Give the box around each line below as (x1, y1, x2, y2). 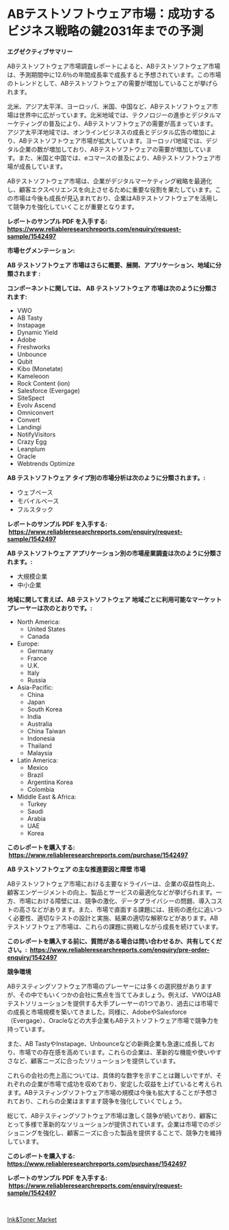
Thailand (27, 742, 53, 750)
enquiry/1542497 (7, 953, 57, 961)
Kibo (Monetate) (16, 364, 64, 372)
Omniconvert (16, 408, 54, 416)
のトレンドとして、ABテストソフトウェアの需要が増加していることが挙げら (7, 79, 219, 87)
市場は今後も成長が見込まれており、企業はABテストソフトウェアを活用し (12, 193, 219, 202)
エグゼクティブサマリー (7, 47, 73, 56)
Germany (27, 646, 53, 655)
